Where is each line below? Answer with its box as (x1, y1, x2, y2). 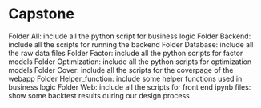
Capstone (8, 5, 74, 23)
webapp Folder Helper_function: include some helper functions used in (8, 74, 243, 83)
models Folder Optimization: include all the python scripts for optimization (8, 57, 252, 66)
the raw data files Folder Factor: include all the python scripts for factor (8, 48, 243, 58)
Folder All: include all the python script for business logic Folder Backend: (8, 31, 251, 41)
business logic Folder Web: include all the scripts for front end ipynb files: (8, 82, 251, 92)
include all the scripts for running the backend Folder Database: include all (8, 39, 254, 49)
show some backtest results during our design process (8, 90, 190, 100)
